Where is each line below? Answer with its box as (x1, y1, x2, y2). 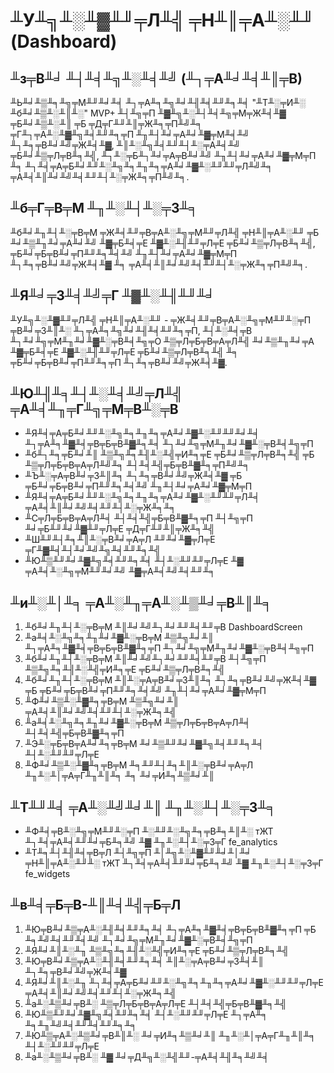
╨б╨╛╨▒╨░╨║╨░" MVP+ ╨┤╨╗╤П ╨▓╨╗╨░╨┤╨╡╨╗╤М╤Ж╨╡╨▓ (10, 107, 287, 119)
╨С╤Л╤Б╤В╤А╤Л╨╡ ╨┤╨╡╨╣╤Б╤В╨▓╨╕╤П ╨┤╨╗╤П (24, 512, 253, 524)
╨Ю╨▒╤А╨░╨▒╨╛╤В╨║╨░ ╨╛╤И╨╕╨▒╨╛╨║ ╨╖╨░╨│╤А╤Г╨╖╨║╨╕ (24, 1029, 317, 1041)
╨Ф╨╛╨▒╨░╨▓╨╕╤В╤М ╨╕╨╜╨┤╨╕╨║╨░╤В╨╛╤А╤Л (24, 759, 254, 771)
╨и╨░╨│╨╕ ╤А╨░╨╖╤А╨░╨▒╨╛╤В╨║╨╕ (10, 594, 273, 611)
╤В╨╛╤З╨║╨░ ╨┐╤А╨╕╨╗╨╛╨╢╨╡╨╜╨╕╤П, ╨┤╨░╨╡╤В (10, 324, 253, 336)
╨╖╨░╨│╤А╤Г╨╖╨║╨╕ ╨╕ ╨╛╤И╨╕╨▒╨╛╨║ (24, 770, 215, 782)
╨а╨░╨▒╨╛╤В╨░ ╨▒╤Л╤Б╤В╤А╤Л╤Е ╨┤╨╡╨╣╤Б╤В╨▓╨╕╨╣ (24, 997, 287, 1009)
